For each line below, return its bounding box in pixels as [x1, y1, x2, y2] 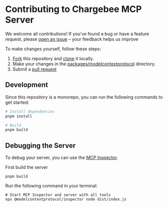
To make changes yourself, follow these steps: [5, 46, 101, 52]
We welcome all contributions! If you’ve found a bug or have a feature [5, 31, 149, 37]
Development [5, 81, 49, 89]
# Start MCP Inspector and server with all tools [5, 192, 111, 197]
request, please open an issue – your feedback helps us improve [5, 36, 139, 42]
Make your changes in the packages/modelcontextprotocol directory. [12, 61, 156, 67]
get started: [5, 99, 29, 105]
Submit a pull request [12, 66, 57, 72]
